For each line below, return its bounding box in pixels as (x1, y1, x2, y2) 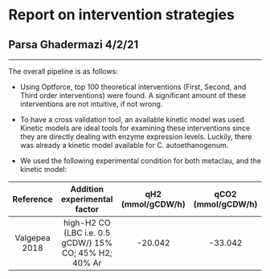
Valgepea (14, 232, 51, 243)
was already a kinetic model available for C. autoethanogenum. (19, 141, 229, 150)
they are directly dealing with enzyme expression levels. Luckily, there (19, 132, 252, 142)
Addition (70, 183, 104, 195)
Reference (12, 194, 54, 204)
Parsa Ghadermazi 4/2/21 (8, 38, 139, 51)
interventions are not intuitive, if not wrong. (19, 99, 163, 109)
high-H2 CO (63, 217, 111, 228)
